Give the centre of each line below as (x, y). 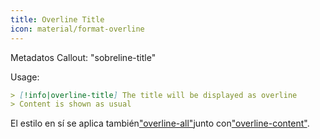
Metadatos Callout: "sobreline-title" (83, 57)
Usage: (25, 77)
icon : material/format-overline (77, 29)
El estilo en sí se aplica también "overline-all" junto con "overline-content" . (160, 123)
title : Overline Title (57, 19)
